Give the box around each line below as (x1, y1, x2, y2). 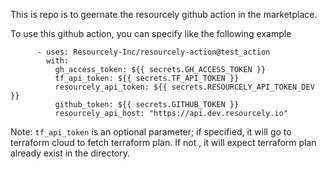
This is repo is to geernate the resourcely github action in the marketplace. (10, 9, 318, 20)
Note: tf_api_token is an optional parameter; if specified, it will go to (10, 126, 292, 138)
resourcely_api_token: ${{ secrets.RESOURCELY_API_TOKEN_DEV (54, 82, 315, 92)
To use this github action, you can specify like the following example (10, 28, 292, 39)
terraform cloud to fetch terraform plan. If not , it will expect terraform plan (10, 137, 317, 148)
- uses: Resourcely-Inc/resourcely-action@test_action (36, 47, 271, 57)
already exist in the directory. (10, 147, 131, 159)
